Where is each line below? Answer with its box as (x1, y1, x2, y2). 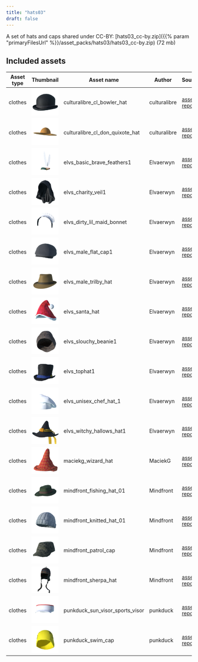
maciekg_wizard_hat (64, 457, 113, 465)
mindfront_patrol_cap (64, 547, 115, 554)
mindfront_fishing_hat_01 (64, 487, 126, 495)
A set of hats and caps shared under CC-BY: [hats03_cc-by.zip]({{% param (6, 32, 190, 39)
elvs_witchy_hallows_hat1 (64, 427, 126, 434)
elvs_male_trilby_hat (64, 278, 113, 285)
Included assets (6, 56, 66, 66)
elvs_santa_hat (64, 308, 100, 315)
